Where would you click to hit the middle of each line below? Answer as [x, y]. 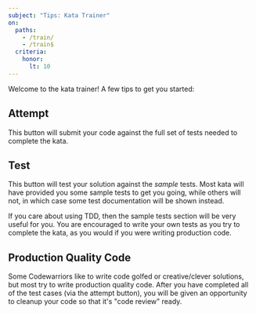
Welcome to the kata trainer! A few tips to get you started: [101, 89]
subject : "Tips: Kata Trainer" [59, 15]
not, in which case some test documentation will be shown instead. [116, 201]
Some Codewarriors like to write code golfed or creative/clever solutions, [126, 276]
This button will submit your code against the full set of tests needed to [123, 132]
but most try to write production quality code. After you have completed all [128, 285]
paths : [26, 30]
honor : [33, 60]
